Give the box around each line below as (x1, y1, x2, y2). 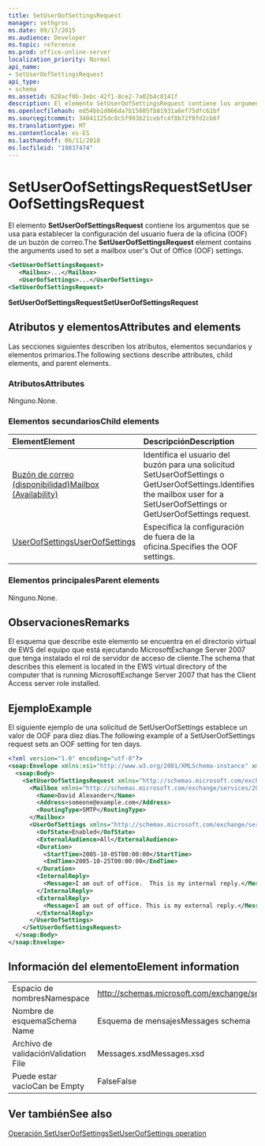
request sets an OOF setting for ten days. (8, 740, 142, 749)
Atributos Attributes (8, 378, 85, 389)
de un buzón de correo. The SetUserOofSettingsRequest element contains (8, 238, 252, 247)
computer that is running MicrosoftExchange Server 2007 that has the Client (8, 670, 256, 680)
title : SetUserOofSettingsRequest (8, 11, 122, 20)
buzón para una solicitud (143, 459, 235, 470)
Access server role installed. (8, 679, 101, 688)
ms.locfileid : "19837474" (8, 144, 93, 152)
